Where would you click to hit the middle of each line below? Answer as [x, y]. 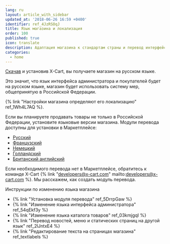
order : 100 [17, 33]
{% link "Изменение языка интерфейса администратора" [74, 205]
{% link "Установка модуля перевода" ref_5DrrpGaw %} [72, 199]
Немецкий [24, 148]
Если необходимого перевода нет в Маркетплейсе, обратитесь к [76, 169]
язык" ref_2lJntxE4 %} [36, 226]
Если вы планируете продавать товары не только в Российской [74, 117]
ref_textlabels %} [30, 237]
